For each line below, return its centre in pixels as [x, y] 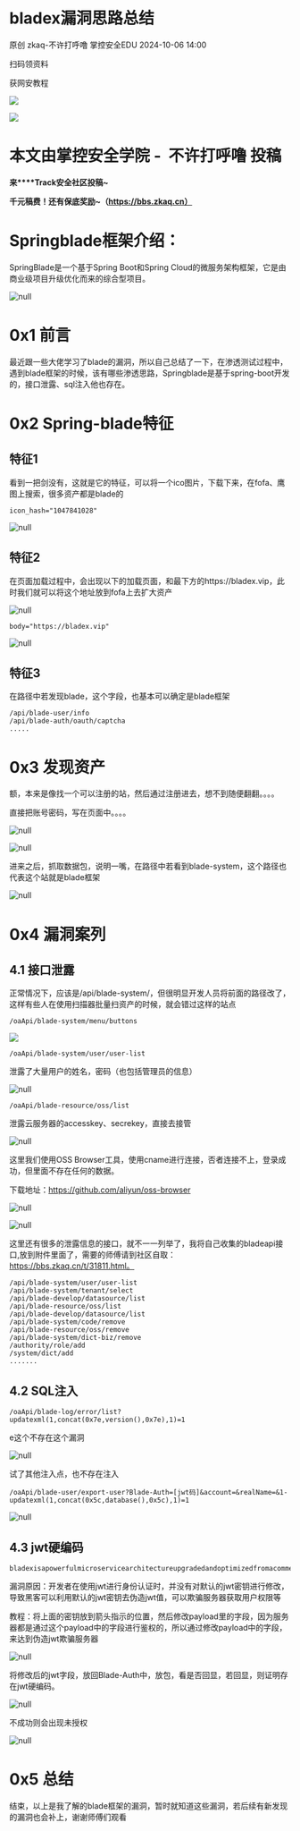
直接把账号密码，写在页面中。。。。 [70, 813]
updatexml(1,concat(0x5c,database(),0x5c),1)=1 [100, 1500]
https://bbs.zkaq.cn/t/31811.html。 [72, 1266]
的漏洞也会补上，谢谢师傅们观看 [68, 1817]
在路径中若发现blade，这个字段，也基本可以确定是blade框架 [120, 696]
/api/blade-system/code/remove [67, 1322]
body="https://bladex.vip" [59, 626]
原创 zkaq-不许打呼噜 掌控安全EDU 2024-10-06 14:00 [108, 45]
